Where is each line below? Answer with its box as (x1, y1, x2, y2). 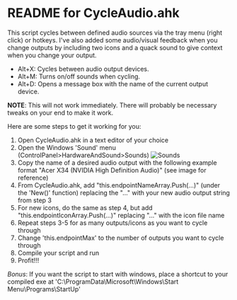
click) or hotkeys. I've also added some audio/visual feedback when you (7, 35, 218, 44)
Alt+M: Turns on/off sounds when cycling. (17, 72, 140, 81)
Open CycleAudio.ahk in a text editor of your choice (17, 136, 168, 144)
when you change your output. (7, 51, 97, 59)
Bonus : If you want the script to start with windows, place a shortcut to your (7, 270, 229, 278)
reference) (17, 173, 49, 182)
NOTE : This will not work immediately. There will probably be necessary (7, 100, 217, 109)
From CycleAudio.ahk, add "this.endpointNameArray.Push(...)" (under (17, 180, 221, 189)
